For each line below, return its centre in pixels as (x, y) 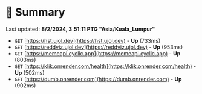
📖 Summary (35, 12)
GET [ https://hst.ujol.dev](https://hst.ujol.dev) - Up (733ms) (87, 40)
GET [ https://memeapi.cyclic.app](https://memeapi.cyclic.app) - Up (97, 53)
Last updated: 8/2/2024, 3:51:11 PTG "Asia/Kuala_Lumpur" (80, 29)
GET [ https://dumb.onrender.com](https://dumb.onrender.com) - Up (98, 79)
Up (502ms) (29, 72)
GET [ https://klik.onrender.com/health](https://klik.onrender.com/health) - (105, 66)
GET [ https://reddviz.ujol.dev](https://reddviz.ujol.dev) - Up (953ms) (99, 47)
